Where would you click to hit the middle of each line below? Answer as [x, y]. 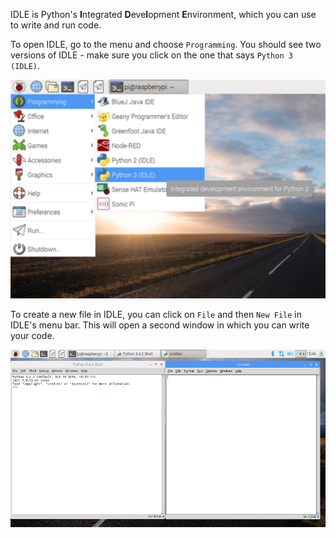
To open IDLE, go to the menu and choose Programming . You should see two [166, 44]
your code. [32, 336]
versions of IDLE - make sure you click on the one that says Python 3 [151, 55]
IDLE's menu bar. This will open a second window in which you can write [160, 325]
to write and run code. [56, 25]
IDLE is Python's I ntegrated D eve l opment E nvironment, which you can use [163, 14]
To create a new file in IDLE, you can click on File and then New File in [156, 315]
